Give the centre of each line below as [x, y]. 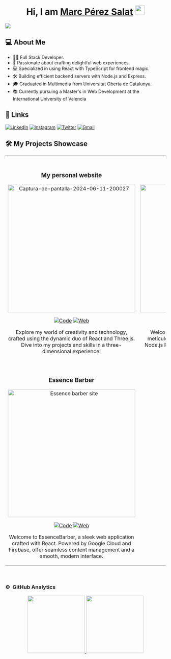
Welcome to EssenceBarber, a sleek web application [72, 537]
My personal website [72, 175]
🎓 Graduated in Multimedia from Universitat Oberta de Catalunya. [82, 84]
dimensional [57, 351]
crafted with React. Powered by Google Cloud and [72, 544]
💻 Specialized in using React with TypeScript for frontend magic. [81, 68]
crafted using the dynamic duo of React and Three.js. [72, 338]
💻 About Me [25, 43]
